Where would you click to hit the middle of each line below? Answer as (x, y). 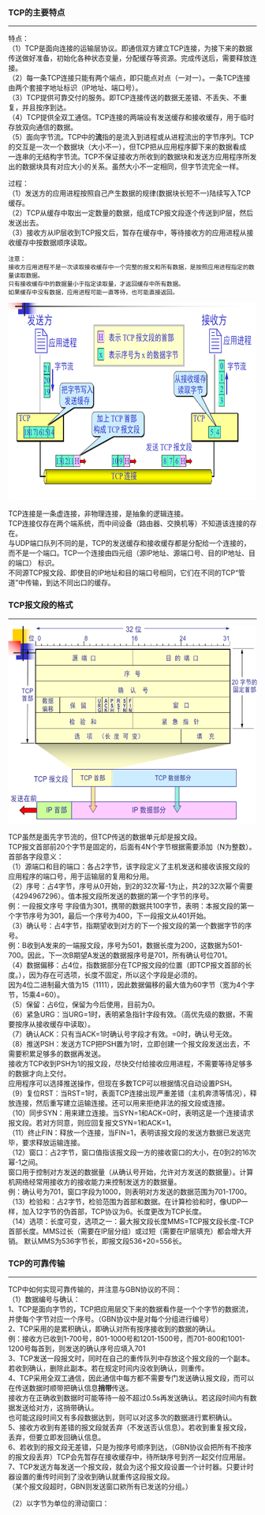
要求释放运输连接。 (53, 1142)
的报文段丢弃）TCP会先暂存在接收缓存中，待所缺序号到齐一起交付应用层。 (129, 1457)
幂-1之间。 (25, 1162)
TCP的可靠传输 (37, 1263)
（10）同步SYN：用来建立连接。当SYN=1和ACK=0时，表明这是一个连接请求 (131, 1113)
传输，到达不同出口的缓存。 (70, 583)
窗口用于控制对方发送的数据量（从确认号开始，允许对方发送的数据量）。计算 (131, 1172)
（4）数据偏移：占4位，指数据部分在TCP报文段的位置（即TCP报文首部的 (127, 965)
